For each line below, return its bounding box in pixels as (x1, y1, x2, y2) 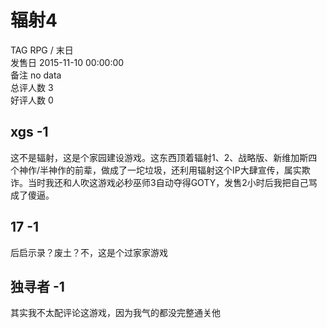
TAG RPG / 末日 (10, 44, 74, 56)
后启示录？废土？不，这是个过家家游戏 (10, 246, 168, 258)
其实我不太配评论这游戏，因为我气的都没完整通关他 (10, 307, 221, 319)
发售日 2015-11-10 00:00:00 (10, 56, 125, 68)
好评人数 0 (10, 94, 54, 106)
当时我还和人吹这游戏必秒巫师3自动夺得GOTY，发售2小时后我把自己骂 (27, 176, 318, 188)
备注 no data (10, 69, 62, 81)
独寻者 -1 (10, 278, 65, 295)
